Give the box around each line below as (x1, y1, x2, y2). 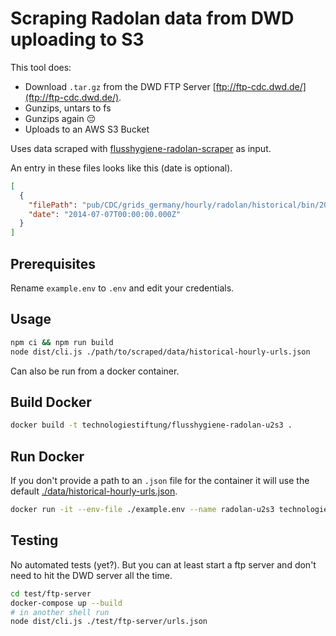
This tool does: (10, 61, 72, 73)
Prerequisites (10, 255, 96, 272)
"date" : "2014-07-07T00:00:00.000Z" (28, 209, 182, 219)
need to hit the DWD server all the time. (10, 569, 173, 581)
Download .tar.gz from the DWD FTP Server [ (24, 80, 217, 92)
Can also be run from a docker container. (10, 365, 180, 377)
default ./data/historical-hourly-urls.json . (10, 485, 178, 497)
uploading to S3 (10, 28, 145, 51)
